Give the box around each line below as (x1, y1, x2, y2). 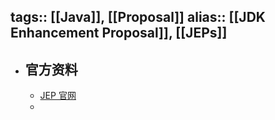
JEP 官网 (39, 90, 77, 102)
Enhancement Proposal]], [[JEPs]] (10, 25, 228, 42)
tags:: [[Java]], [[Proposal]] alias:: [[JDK (10, 9, 266, 26)
